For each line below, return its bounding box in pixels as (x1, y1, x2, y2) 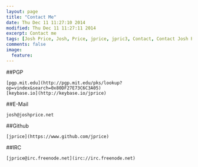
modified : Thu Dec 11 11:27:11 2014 (6, 25, 96, 31)
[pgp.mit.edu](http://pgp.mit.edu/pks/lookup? (6, 80, 123, 86)
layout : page (6, 8, 38, 15)
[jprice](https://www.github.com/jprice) (6, 133, 110, 139)
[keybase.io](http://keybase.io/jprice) (6, 90, 107, 96)
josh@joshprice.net (6, 112, 54, 118)
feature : (11, 52, 33, 58)
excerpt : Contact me (6, 31, 57, 36)
